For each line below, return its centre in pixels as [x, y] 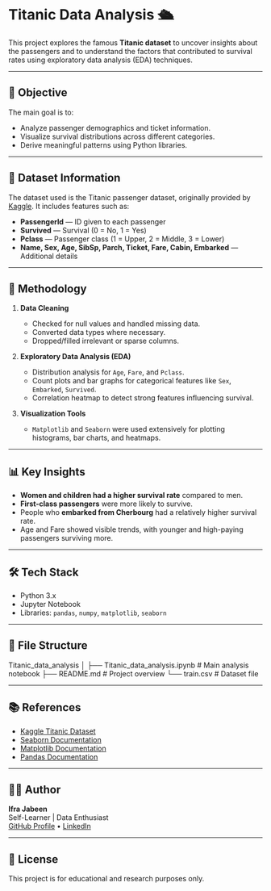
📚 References [45, 707]
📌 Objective [38, 93]
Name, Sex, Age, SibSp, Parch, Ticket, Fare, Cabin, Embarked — [129, 247]
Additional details [49, 256]
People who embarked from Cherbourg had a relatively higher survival [138, 512]
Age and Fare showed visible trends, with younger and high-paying [131, 529]
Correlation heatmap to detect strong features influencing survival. [143, 398]
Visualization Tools [53, 414]
